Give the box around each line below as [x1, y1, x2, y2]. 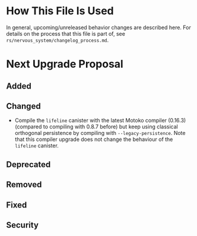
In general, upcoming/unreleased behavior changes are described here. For [6, 24, 191, 31]
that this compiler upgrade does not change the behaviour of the [14, 136, 173, 143]
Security [6, 220, 39, 230]
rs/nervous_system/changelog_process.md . [6, 36, 109, 43]
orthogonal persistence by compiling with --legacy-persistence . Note [14, 130, 186, 137]
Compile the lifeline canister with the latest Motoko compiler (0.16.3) [14, 117, 186, 124]
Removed [6, 180, 42, 190]
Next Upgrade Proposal [6, 58, 123, 71]
